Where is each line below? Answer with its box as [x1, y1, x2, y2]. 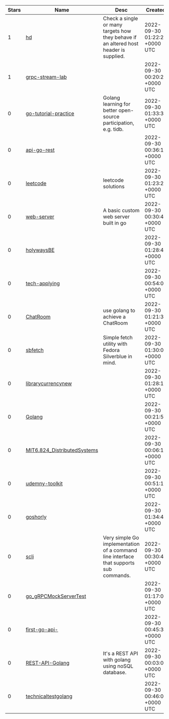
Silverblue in [103, 353, 132, 359]
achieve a [103, 313, 126, 320]
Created [145, 7, 166, 13]
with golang [103, 657, 131, 663]
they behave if [103, 34, 137, 41]
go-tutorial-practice [26, 110, 74, 117]
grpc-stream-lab [26, 74, 67, 80]
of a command [103, 547, 137, 553]
